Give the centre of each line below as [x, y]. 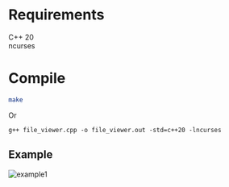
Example [31, 155]
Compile [37, 79]
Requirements [56, 15]
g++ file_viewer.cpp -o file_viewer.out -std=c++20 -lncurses [115, 130]
